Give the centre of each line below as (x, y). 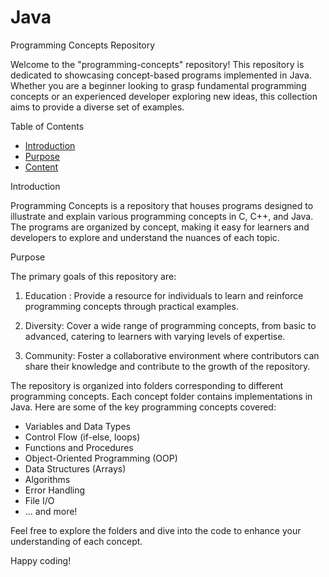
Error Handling (55, 490)
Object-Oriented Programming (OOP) (101, 458)
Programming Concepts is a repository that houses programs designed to (162, 205)
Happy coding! (41, 560)
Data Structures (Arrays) (75, 468)
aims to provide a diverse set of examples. (97, 107)
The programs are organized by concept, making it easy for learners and (160, 227)
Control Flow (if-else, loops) (82, 437)
